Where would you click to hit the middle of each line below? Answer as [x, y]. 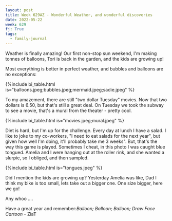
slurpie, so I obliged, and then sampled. [47, 158]
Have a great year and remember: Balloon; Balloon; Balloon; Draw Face [80, 208]
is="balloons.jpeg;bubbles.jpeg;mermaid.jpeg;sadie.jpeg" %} [70, 89]
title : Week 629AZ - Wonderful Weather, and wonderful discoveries [79, 15]
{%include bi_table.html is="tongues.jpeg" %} [54, 168]
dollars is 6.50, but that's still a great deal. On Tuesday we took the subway [85, 105]
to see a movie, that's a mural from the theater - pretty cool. [69, 110]
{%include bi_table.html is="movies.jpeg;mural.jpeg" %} [65, 120]
